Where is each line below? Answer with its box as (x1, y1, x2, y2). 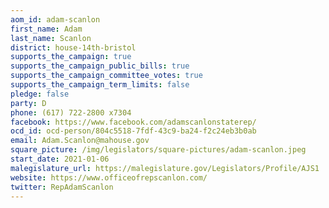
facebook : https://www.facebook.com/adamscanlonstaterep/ (10, 117, 257, 127)
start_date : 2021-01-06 (10, 154, 110, 164)
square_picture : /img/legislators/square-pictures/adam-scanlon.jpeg (10, 145, 307, 155)
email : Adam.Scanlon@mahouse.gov (10, 136, 150, 146)
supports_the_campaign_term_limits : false (10, 80, 190, 90)
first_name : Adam (10, 24, 83, 34)
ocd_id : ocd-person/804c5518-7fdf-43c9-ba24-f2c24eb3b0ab (10, 126, 257, 136)
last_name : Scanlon (10, 33, 92, 43)
